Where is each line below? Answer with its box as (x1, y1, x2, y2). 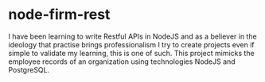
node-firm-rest (8, 6, 111, 24)
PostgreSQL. (8, 65, 50, 74)
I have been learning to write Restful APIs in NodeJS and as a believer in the (8, 32, 257, 41)
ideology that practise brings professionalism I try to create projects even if (8, 39, 255, 49)
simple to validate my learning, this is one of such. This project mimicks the (8, 48, 255, 58)
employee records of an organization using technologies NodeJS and (8, 57, 236, 66)
